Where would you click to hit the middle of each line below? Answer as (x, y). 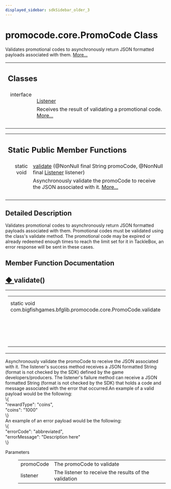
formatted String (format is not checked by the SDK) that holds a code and (83, 383)
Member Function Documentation (60, 263)
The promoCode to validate (87, 464)
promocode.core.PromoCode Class (82, 35)
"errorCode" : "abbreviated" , (34, 431)
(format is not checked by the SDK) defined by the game (64, 372)
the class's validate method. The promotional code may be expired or (78, 236)
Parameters (17, 452)
